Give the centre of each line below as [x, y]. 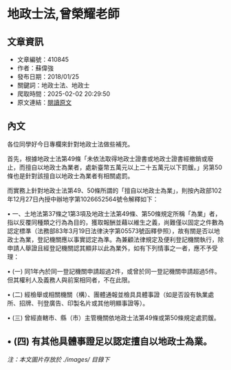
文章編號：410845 [43, 59]
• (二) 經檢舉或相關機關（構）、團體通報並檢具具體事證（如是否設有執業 [108, 294]
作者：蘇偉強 [35, 68]
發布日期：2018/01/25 [48, 77]
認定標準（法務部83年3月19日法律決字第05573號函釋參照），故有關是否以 [111, 230]
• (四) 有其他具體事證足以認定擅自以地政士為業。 [110, 341]
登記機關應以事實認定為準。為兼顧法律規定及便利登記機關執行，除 [130, 239]
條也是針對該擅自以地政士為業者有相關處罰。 [70, 175]
